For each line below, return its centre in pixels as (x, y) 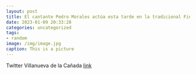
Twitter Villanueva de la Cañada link (49, 65)
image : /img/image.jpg (34, 44)
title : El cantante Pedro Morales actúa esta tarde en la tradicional (94, 17)
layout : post (22, 11)
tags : (13, 33)
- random (17, 38)
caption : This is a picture (40, 49)
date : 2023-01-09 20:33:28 (39, 22)
